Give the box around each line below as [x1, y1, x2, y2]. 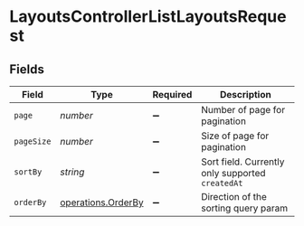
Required [152, 89, 193, 100]
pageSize [14, 137, 52, 146]
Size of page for [200, 129, 270, 142]
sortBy [14, 167, 43, 177]
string [60, 165, 85, 178]
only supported [200, 167, 266, 179]
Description [220, 89, 271, 100]
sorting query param [200, 202, 289, 214]
